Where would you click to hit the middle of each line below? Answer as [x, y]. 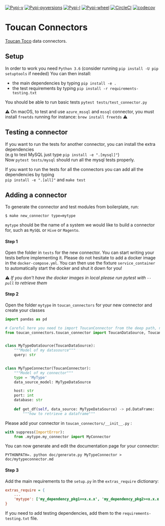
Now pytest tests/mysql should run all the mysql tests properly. [70, 160]
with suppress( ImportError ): [35, 432]
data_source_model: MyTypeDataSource [53, 382]
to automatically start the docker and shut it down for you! [64, 268]
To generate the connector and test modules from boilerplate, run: [72, 207]
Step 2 [12, 294]
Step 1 [12, 241]
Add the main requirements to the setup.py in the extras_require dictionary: [82, 481]
